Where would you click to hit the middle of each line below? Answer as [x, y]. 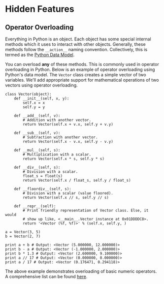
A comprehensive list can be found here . [46, 276]
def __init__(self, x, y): [42, 98]
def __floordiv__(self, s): [43, 189]
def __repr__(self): [35, 206]
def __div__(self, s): [37, 167]
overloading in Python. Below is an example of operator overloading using [80, 69]
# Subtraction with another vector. [60, 137]
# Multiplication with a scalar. [57, 155]
